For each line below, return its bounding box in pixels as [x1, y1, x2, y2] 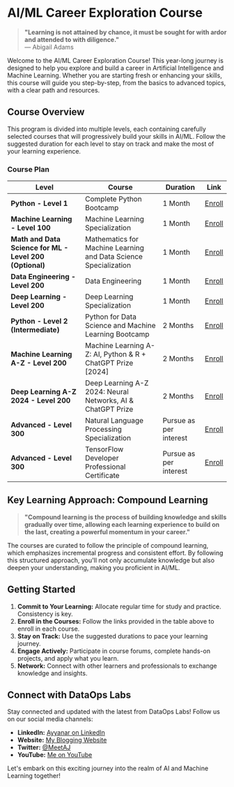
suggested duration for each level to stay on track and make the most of [7, 140, 214, 148]
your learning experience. [7, 147, 81, 155]
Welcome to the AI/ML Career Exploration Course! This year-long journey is [7, 56, 224, 64]
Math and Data [10, 234, 61, 244]
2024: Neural [84, 387, 129, 397]
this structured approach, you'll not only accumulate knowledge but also [7, 556, 214, 564]
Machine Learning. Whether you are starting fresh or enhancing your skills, [7, 71, 223, 80]
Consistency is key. [17, 609, 73, 618]
